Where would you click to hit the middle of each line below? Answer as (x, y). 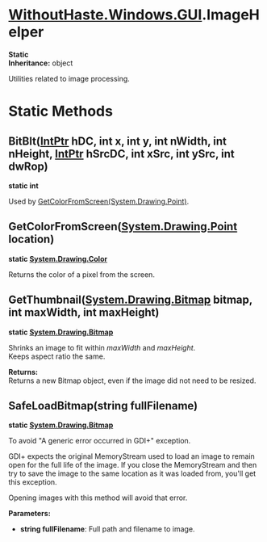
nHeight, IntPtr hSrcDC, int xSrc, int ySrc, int (122, 154)
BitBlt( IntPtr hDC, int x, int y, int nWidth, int (118, 141)
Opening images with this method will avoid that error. (98, 498)
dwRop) (28, 166)
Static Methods (60, 111)
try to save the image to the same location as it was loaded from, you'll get (132, 473)
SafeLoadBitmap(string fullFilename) (103, 405)
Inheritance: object (41, 63)
